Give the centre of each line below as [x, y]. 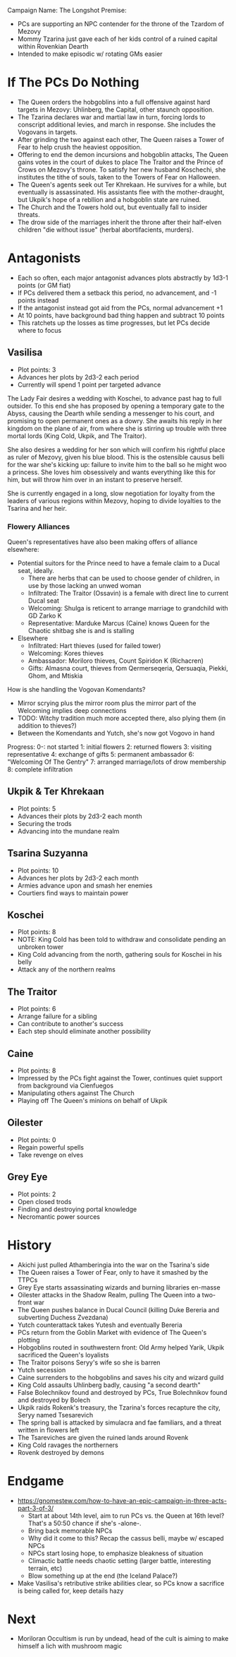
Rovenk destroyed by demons [61, 1452]
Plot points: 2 [37, 1194]
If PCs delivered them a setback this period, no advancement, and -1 [117, 293]
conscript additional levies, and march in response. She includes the [117, 124]
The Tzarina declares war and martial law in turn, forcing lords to [111, 117]
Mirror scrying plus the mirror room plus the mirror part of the [107, 703]
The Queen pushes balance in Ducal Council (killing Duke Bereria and [118, 1309]
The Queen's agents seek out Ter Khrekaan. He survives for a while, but [122, 184]
